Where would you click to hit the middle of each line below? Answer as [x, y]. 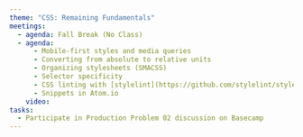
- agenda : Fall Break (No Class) [80, 34]
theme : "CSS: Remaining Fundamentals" [82, 18]
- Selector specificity [78, 77]
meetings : [28, 26]
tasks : [22, 110]
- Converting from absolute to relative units [122, 59]
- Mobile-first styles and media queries [112, 51]
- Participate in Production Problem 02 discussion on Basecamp [141, 118]
